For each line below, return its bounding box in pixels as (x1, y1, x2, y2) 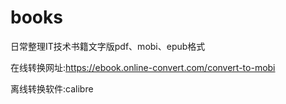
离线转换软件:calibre (10, 82, 94, 95)
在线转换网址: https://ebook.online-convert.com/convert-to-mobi (10, 61, 276, 73)
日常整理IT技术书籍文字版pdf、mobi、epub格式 (10, 40, 206, 52)
